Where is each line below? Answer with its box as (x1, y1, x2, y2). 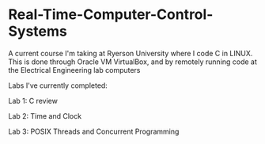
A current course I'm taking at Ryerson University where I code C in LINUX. (8, 48, 253, 58)
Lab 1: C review (8, 96, 58, 105)
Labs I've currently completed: (8, 81, 108, 90)
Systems (8, 22, 67, 40)
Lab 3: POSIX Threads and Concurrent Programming (8, 127, 180, 136)
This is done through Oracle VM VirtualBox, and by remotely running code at (8, 57, 257, 66)
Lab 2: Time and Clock (8, 111, 81, 120)
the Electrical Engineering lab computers (8, 65, 141, 74)
